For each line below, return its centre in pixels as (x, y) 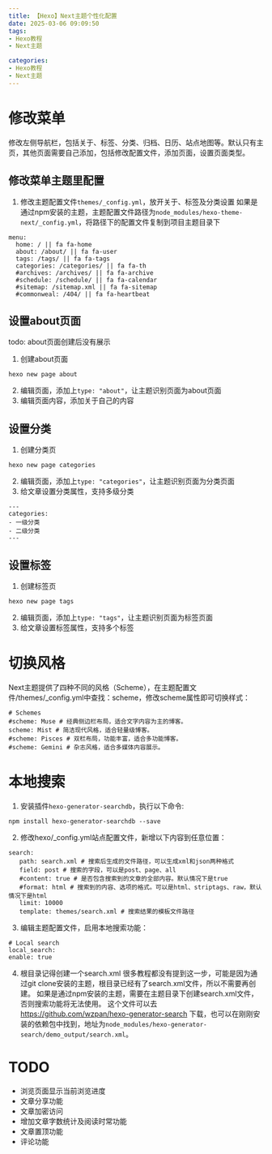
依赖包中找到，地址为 (70, 1023)
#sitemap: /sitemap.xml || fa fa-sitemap (87, 287)
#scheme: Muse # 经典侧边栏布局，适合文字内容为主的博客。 (98, 721)
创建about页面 (44, 359)
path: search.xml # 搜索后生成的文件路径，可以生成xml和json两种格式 (127, 861)
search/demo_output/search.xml (73, 1035)
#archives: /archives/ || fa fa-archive (85, 272)
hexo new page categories (52, 465)
